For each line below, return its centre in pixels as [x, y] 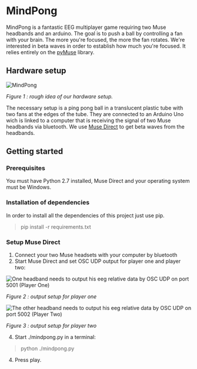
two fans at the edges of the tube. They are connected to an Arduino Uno [95, 114]
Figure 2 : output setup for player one [51, 296]
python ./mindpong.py [47, 348]
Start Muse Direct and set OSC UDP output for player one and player [98, 261]
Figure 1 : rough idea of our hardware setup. [60, 96]
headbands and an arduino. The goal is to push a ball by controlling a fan [94, 33]
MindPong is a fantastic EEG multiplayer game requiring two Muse [86, 27]
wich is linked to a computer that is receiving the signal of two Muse [89, 120]
